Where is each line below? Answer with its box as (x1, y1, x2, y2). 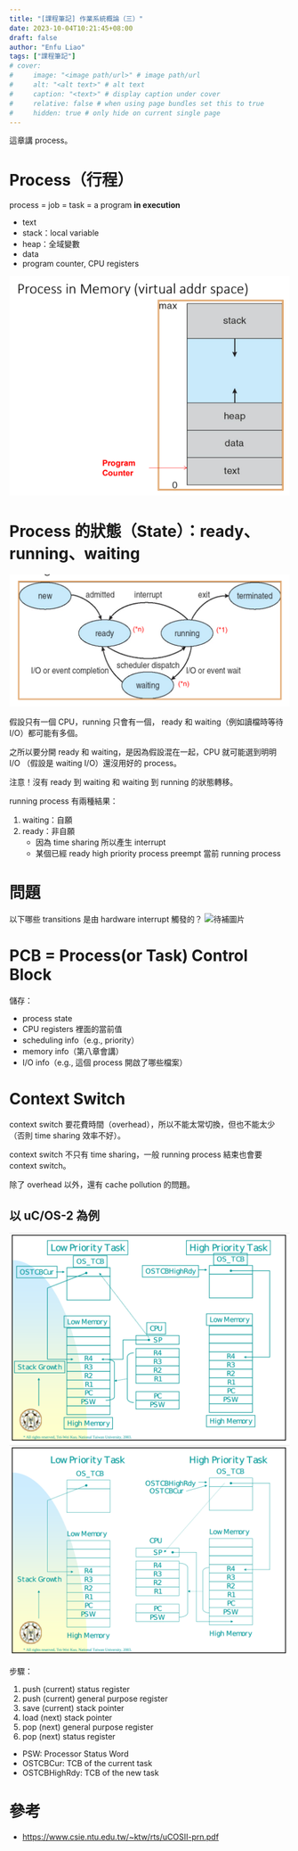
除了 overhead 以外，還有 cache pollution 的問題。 (9, 1179, 196, 1190)
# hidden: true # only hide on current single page (9, 108, 221, 118)
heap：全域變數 (21, 239, 80, 250)
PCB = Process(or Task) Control (9, 946, 248, 965)
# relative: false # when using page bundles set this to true (9, 99, 265, 108)
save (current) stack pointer (21, 1703, 125, 1714)
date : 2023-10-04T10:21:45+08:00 (9, 23, 133, 33)
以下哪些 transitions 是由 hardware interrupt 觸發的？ (9, 913, 203, 924)
